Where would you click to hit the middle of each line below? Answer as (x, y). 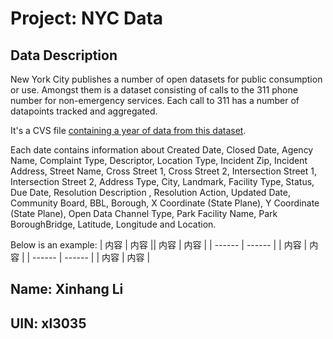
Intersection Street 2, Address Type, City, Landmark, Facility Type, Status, (162, 181)
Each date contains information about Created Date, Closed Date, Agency (162, 150)
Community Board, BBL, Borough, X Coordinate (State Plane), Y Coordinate (165, 203)
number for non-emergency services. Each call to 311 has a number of (155, 100)
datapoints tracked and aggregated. (84, 111)
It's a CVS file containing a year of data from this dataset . (128, 130)
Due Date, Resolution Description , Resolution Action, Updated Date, (150, 192)
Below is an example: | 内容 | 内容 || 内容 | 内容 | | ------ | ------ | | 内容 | (159, 245)
